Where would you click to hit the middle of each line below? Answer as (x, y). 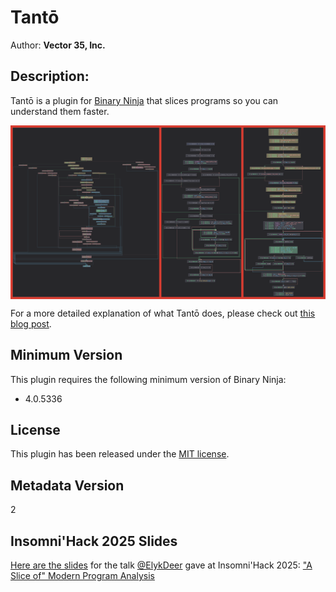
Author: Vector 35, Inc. (58, 45)
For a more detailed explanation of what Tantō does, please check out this (163, 313)
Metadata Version (67, 485)
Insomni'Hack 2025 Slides (94, 541)
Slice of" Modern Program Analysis (82, 576)
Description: (50, 76)
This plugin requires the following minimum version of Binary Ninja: (148, 379)
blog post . (31, 323)
